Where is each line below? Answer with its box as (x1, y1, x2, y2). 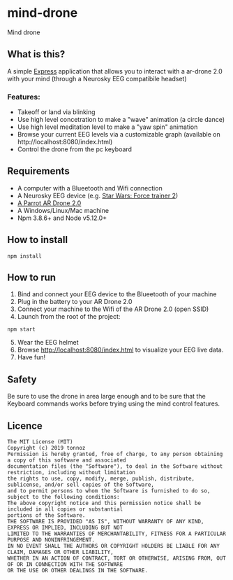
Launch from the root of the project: (17, 312, 121, 321)
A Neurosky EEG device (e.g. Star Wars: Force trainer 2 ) (17, 191, 179, 200)
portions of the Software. (7, 512, 86, 519)
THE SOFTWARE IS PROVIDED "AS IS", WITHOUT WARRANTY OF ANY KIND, (7, 518, 204, 525)
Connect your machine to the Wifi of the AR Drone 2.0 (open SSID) (17, 305, 209, 313)
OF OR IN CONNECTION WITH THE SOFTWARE (7, 561, 123, 568)
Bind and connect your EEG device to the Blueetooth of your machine (17, 290, 218, 298)
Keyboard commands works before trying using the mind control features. (7, 399, 220, 408)
